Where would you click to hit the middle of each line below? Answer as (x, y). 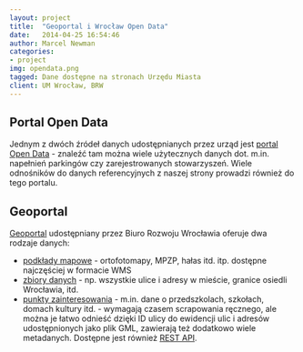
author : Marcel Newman (52, 43)
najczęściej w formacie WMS (77, 270)
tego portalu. (34, 183)
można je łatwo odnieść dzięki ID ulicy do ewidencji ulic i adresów (146, 318)
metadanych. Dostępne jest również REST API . (110, 338)
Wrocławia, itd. (50, 290)
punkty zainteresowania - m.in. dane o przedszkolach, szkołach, (143, 299)
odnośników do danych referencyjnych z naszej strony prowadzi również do (152, 173)
